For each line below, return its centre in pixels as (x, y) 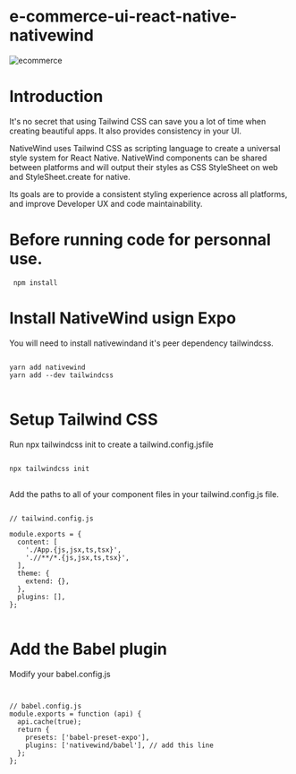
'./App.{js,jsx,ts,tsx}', (74, 550)
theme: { (34, 573)
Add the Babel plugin (88, 649)
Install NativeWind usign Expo (123, 318)
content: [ (38, 542)
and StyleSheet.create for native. (70, 176)
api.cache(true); (50, 722)
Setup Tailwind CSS (84, 419)
